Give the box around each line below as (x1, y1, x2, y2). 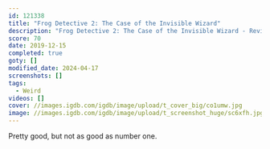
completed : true (8, 49, 63, 57)
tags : (8, 79, 27, 87)
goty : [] (8, 57, 38, 65)
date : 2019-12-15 (8, 42, 67, 50)
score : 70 (8, 34, 42, 43)
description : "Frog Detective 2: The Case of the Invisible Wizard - (8, 27, 247, 35)
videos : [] (8, 94, 45, 102)
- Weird (15, 86, 42, 95)
